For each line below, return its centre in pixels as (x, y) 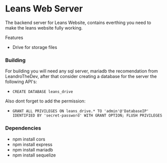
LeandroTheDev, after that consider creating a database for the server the (81, 76)
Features (14, 37)
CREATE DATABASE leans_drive (43, 92)
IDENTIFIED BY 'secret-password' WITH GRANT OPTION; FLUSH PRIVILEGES (87, 115)
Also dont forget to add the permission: (45, 101)
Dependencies (23, 128)
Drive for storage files (35, 47)
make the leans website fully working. (44, 27)
